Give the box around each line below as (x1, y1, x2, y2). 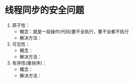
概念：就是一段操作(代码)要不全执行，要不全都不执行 (19, 28, 129, 34)
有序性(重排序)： (12, 60, 47, 66)
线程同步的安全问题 (5, 5, 85, 16)
